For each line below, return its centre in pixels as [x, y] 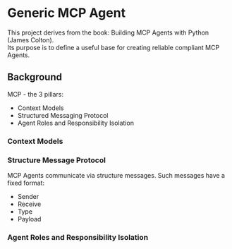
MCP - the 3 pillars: [35, 94]
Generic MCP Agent [66, 13]
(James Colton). [31, 40]
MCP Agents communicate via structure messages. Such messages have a [116, 175]
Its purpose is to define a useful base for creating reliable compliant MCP [114, 47]
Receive [29, 204]
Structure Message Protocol [56, 160]
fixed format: [26, 183]
